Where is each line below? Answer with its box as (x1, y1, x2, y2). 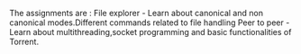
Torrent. (9, 36, 39, 47)
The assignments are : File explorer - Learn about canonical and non (9, 8, 264, 18)
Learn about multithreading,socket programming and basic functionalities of (9, 27, 292, 37)
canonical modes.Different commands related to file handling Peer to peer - (9, 17, 290, 28)
